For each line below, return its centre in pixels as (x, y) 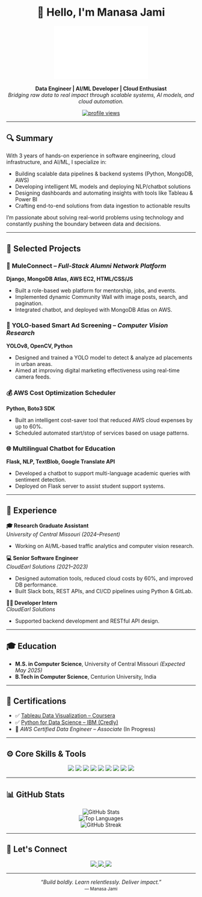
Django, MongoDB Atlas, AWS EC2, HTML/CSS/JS (70, 279)
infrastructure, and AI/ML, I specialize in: (57, 162)
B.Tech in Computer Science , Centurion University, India (86, 676)
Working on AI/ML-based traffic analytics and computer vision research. (104, 546)
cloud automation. (101, 101)
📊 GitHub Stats (35, 794)
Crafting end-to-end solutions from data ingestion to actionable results (103, 206)
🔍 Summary (30, 138)
